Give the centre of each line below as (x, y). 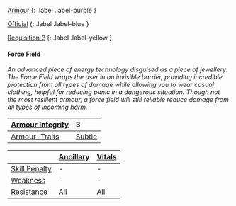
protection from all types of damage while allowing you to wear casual (111, 85)
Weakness (28, 181)
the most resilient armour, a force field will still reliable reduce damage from (118, 100)
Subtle (86, 137)
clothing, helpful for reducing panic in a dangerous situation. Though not (114, 92)
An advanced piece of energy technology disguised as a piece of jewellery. (118, 69)
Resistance (29, 192)
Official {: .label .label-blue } (48, 24)
